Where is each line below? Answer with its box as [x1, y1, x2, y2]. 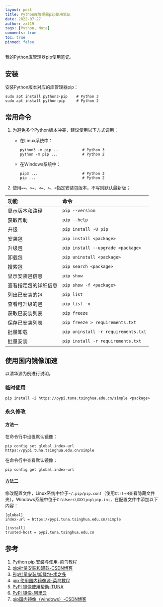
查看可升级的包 [7, 301, 43, 308]
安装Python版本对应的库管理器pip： [5, 84, 79, 90]
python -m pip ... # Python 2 [19, 152, 105, 157]
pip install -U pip [62, 227, 108, 232]
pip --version [62, 208, 96, 214]
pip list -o [62, 301, 91, 307]
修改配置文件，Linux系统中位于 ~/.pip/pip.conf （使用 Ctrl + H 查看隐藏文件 [5, 490, 155, 496]
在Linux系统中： [19, 138, 53, 144]
